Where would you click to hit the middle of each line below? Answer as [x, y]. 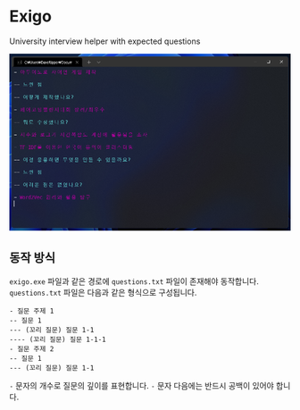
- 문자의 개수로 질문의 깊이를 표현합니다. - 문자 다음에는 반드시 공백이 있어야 [142, 385]
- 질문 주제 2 [32, 349]
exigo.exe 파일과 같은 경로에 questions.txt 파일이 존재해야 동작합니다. [134, 281]
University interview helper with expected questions [105, 41]
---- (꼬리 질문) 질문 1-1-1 [58, 339]
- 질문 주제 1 [32, 311]
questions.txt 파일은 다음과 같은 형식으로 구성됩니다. [103, 292]
